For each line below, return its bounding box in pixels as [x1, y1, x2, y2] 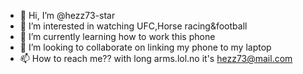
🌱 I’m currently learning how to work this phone [19, 31, 216, 42]
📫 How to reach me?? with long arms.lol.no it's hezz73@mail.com [19, 53, 293, 64]
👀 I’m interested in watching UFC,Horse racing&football [19, 20, 248, 32]
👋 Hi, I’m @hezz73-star [19, 10, 116, 21]
